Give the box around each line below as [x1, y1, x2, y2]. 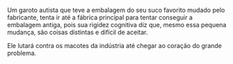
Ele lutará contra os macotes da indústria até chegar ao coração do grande [7, 42, 223, 49]
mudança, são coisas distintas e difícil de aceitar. [7, 28, 148, 36]
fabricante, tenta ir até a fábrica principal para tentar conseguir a [7, 13, 193, 22]
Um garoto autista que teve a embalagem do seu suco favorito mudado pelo [7, 6, 225, 14]
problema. [7, 49, 37, 57]
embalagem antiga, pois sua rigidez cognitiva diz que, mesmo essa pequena [7, 21, 227, 29]
